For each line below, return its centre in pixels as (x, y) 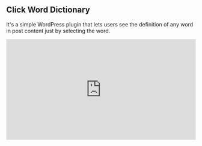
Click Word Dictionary (48, 10)
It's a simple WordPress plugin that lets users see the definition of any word (100, 24)
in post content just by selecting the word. (58, 31)
